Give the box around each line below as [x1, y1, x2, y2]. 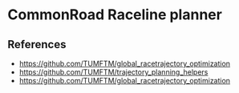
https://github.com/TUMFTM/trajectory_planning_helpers [18, 67, 209, 77]
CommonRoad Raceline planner [7, 6, 222, 24]
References [7, 38, 67, 51]
